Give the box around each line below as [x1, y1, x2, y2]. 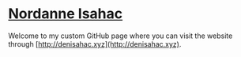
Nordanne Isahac [8, 5, 123, 23]
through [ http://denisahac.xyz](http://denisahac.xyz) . [8, 39, 182, 48]
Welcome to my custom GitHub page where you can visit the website [8, 31, 233, 40]
